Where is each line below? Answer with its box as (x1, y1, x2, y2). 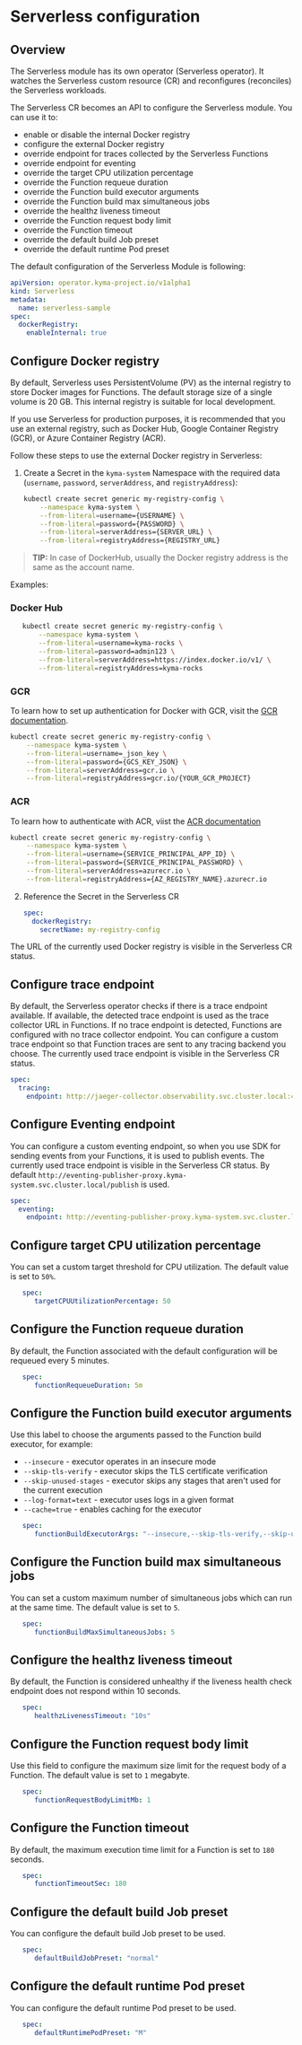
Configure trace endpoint (10, 977, 155, 992)
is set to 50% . (10, 1271, 56, 1282)
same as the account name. (31, 562, 135, 573)
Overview (10, 42, 66, 57)
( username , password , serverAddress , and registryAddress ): (22, 477, 238, 487)
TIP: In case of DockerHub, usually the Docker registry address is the (31, 552, 289, 563)
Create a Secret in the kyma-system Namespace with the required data (22, 467, 280, 478)
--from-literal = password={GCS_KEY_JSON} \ (26, 757, 187, 767)
